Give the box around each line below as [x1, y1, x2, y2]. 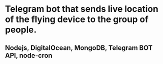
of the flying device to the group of [5, 14, 149, 25]
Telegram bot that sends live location [5, 3, 159, 15]
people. [5, 24, 37, 35]
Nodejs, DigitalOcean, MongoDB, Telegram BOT [5, 43, 153, 52]
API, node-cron [5, 51, 53, 60]
